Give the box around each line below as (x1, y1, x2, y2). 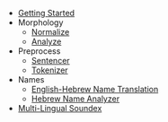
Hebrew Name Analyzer (31, 93, 119, 104)
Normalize (31, 27, 70, 37)
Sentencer (31, 56, 70, 65)
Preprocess (17, 46, 61, 57)
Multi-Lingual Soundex (17, 103, 102, 113)
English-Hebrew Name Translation (31, 84, 159, 94)
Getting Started (17, 8, 75, 18)
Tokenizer (31, 65, 69, 75)
